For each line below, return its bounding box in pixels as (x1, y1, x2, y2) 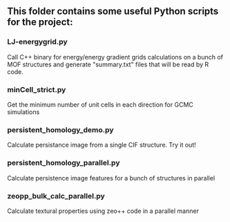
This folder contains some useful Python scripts (7, 6, 219, 17)
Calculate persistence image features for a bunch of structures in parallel (7, 174, 215, 182)
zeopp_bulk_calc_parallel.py (7, 191, 105, 201)
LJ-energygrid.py (7, 37, 68, 47)
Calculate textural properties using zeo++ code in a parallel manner (7, 207, 199, 215)
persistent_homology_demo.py (7, 124, 114, 134)
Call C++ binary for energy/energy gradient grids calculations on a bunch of (7, 53, 223, 61)
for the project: (7, 17, 74, 28)
